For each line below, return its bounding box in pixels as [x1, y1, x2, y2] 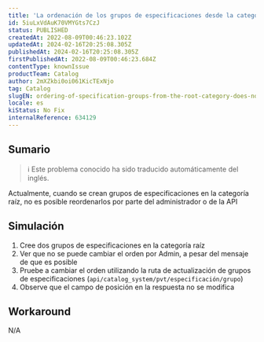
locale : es [8, 99, 44, 107]
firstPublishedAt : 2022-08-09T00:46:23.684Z [8, 56, 156, 64]
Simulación [8, 219, 64, 233]
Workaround [8, 304, 71, 318]
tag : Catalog [8, 84, 51, 93]
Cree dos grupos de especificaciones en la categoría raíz [19, 241, 206, 250]
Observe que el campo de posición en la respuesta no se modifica [19, 282, 235, 292]
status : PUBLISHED [8, 26, 68, 34]
